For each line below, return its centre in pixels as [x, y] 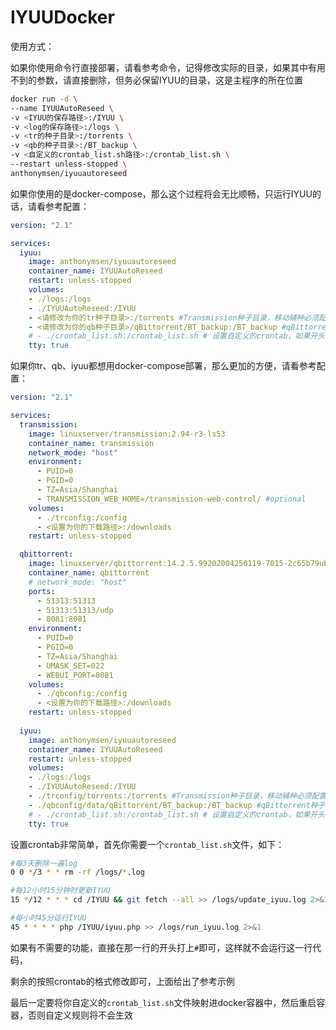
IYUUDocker [62, 17]
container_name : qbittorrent [89, 573]
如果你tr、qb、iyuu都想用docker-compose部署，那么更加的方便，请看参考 [163, 366]
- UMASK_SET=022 [70, 666]
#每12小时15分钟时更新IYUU [60, 891]
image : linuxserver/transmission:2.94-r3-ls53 [127, 434]
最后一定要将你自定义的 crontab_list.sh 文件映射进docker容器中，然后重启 [163, 1002]
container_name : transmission [91, 443]
